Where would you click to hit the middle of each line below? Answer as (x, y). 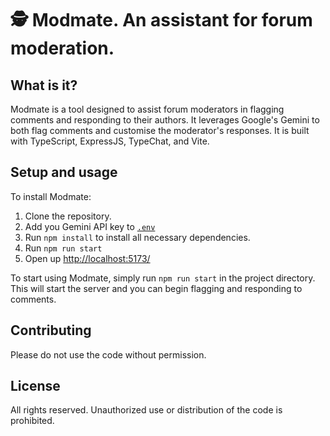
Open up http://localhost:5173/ (87, 258)
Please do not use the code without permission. (108, 354)
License (35, 386)
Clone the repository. (68, 216)
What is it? (44, 85)
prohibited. (32, 421)
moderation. (62, 48)
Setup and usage (64, 172)
